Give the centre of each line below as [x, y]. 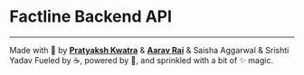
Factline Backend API [91, 17]
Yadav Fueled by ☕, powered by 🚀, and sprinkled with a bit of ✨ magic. [142, 60]
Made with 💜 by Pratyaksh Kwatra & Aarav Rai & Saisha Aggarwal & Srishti [149, 50]
